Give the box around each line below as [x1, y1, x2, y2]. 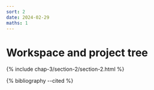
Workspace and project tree [6, 46, 149, 59]
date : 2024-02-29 [6, 14, 50, 20]
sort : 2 [6, 8, 26, 15]
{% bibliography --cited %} [6, 77, 74, 85]
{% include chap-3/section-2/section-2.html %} [6, 65, 125, 73]
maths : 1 [6, 20, 28, 26]
